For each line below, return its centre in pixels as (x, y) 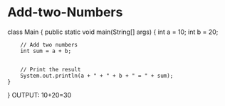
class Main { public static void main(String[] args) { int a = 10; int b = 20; (113, 32)
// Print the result (51, 69)
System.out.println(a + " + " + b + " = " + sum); (97, 76)
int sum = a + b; (46, 51)
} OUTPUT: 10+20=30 (40, 95)
